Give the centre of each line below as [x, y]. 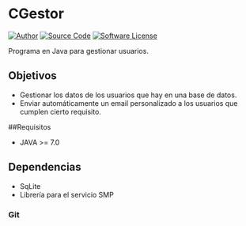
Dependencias [45, 167]
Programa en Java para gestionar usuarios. [78, 51]
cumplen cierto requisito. [60, 111]
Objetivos [32, 76]
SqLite [30, 186]
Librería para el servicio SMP [67, 194]
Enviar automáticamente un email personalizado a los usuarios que [129, 103]
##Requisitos [30, 126]
